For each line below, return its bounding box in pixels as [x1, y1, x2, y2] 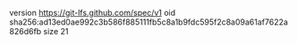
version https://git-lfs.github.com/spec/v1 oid [9, 8, 176, 18]
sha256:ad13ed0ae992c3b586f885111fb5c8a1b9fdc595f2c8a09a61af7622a [9, 17, 289, 27]
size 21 [43, 26, 69, 36]
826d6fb [9, 26, 42, 36]
